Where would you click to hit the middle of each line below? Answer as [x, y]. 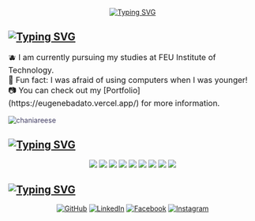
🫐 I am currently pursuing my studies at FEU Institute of [112, 57]
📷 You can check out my [55, 90]
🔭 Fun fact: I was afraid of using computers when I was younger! [128, 80]
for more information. [180, 103]
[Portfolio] [122, 90]
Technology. [31, 69]
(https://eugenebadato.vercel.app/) [74, 103]
